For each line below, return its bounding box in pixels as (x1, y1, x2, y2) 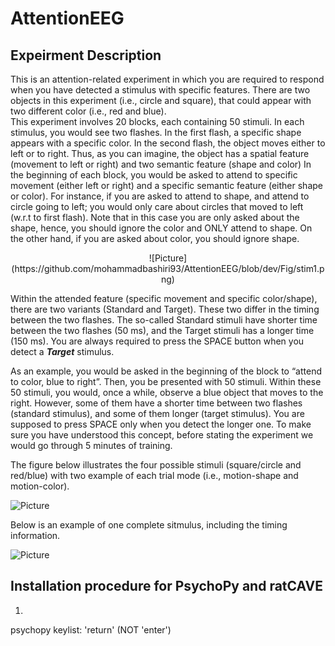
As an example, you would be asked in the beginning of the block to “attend (10, 365, 322, 377)
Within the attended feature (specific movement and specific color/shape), (10, 293, 318, 304)
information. (10, 530, 61, 541)
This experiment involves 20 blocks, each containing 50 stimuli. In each (10, 116, 305, 127)
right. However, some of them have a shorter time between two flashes (10, 397, 303, 409)
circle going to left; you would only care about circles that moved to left (10, 201, 304, 212)
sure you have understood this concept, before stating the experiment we (10, 429, 314, 441)
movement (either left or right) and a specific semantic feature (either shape (10, 180, 323, 191)
